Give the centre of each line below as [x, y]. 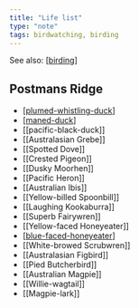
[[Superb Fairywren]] [61, 217]
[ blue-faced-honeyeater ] [69, 236]
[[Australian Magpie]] [62, 274]
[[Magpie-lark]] [51, 294]
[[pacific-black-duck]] [64, 130]
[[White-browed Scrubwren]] [76, 245]
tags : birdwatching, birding [64, 34]
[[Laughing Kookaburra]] [68, 207]
